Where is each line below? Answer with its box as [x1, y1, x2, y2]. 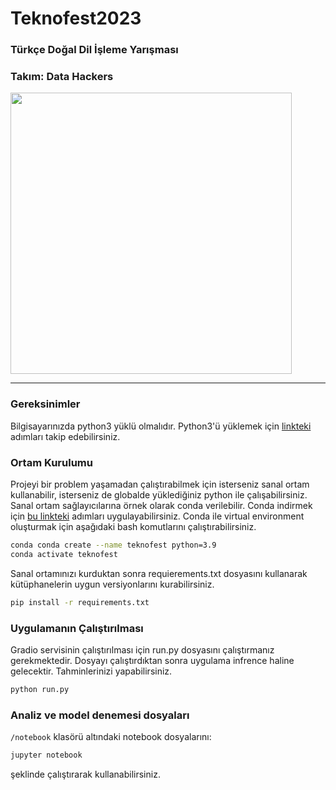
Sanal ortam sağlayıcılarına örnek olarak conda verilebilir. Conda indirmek [10, 500, 313, 511]
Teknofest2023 [10, 7, 142, 30]
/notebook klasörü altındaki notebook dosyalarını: [10, 731, 212, 743]
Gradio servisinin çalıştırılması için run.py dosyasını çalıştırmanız [10, 643, 275, 656]
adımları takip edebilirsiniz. [10, 430, 121, 442]
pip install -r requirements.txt [10, 597, 150, 607]
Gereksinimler [10, 397, 81, 411]
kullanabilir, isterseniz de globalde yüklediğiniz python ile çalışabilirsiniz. [10, 489, 308, 501]
